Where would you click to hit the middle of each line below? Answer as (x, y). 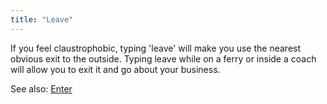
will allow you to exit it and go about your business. (115, 69)
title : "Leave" (42, 19)
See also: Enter (41, 88)
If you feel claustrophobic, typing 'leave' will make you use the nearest (156, 48)
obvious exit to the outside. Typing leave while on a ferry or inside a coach (163, 58)
